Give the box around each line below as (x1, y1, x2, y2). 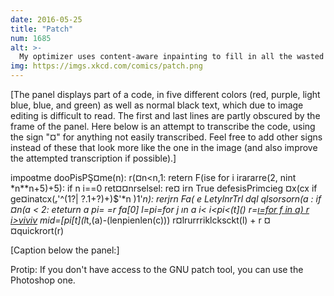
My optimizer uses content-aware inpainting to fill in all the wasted (19, 52, 325, 62)
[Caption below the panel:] (10, 244, 120, 256)
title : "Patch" (10, 24, 74, 34)
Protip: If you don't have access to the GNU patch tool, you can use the (10, 264, 304, 275)
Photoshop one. (10, 274, 76, 286)
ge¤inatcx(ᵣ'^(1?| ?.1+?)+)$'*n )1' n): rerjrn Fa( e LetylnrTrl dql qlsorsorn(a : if (10, 193, 322, 205)
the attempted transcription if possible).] (10, 152, 177, 164)
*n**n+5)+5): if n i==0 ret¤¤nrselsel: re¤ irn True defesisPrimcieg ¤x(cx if (10, 182, 318, 194)
